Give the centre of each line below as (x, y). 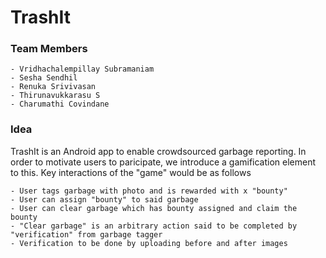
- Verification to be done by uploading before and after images (149, 243)
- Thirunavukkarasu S (55, 96)
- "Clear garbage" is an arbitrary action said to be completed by (154, 226)
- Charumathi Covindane (60, 104)
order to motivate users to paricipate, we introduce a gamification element (163, 162)
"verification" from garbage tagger (86, 234)
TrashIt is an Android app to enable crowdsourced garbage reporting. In (158, 151)
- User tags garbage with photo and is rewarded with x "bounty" (149, 191)
